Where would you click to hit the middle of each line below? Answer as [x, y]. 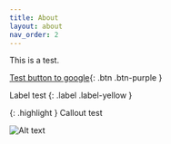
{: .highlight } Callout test [56, 113]
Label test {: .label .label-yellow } [71, 95]
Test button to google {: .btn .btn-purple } [86, 78]
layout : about [36, 26]
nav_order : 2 [34, 34]
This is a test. [35, 61]
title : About [34, 18]
